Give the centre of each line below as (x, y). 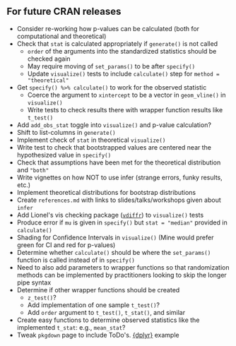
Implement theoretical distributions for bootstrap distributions (106, 192)
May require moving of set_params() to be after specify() (111, 66)
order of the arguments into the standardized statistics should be (122, 51)
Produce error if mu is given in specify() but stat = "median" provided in (122, 222)
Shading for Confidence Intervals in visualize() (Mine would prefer (115, 237)
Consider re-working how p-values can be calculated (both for (108, 28)
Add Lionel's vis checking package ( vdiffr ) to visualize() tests (110, 215)
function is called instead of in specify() (76, 260)
